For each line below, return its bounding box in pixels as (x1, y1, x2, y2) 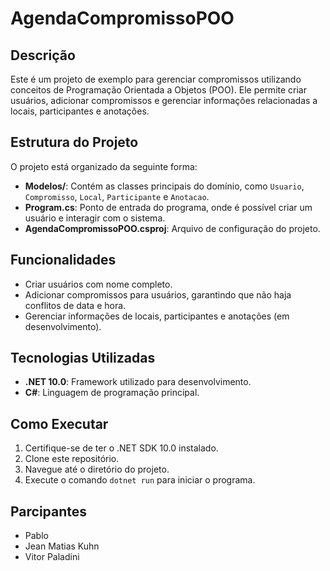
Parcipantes (10, 503, 88, 520)
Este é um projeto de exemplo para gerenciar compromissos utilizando (10, 73, 302, 85)
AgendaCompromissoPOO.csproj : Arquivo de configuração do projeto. (24, 222, 321, 234)
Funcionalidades (10, 252, 117, 269)
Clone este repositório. (24, 453, 120, 465)
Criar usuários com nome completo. (24, 278, 173, 290)
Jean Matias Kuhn (24, 540, 100, 552)
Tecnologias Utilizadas (10, 350, 156, 367)
